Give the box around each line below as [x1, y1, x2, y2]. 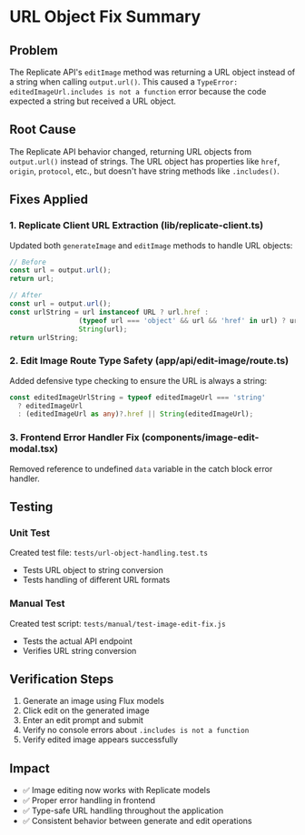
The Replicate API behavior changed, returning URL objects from [9, 146, 252, 156]
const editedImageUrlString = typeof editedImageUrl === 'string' [9, 393, 266, 402]
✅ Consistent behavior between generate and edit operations [22, 816, 252, 827]
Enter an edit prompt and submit [22, 715, 143, 726]
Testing [9, 498, 54, 515]
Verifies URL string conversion [22, 645, 137, 656]
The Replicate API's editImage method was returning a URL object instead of [9, 66, 296, 77]
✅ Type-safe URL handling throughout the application [22, 805, 224, 816]
